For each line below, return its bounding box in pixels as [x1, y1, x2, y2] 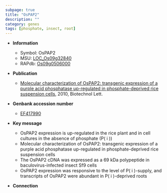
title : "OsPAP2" [5, 12, 39, 17]
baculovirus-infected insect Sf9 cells [20, 162, 97, 168]
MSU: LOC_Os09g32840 [20, 55, 72, 61]
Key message [12, 120, 42, 126]
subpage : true [5, 7, 35, 13]
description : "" [5, 17, 39, 22]
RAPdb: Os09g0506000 [20, 61, 71, 67]
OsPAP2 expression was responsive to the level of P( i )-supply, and [20, 168, 162, 174]
